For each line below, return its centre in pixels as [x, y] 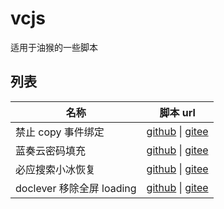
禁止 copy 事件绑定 [60, 132]
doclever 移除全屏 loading [76, 188]
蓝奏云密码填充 [51, 150]
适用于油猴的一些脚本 [54, 47]
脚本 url [177, 112]
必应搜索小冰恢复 [56, 169]
